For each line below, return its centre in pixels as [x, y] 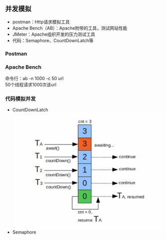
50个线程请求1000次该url [31, 85]
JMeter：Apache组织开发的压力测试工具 [54, 34]
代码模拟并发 [21, 98]
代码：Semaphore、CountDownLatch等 [53, 40]
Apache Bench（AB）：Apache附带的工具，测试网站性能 [70, 28]
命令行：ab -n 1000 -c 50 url [34, 79]
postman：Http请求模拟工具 [41, 22]
